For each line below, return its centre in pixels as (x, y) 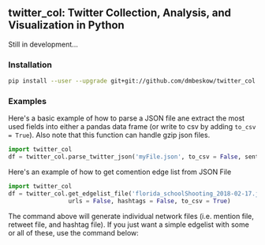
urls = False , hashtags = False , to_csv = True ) (149, 201)
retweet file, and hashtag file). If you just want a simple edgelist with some (129, 225)
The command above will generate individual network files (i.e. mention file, (131, 216)
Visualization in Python (66, 26)
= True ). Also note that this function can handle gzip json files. (109, 135)
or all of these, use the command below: (74, 232)
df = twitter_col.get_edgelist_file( (70, 193)
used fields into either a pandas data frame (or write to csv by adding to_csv (132, 127)
